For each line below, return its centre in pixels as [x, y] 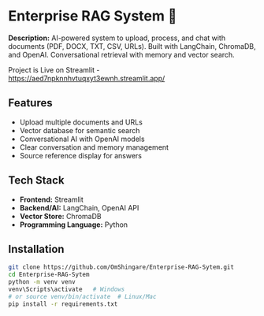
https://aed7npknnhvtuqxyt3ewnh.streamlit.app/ [87, 78]
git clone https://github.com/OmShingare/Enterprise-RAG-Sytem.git [121, 267]
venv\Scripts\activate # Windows [67, 289]
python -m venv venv [42, 282]
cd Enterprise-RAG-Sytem [49, 275]
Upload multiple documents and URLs [81, 122]
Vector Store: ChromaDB [60, 216]
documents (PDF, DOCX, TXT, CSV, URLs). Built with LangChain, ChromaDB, [132, 46]
